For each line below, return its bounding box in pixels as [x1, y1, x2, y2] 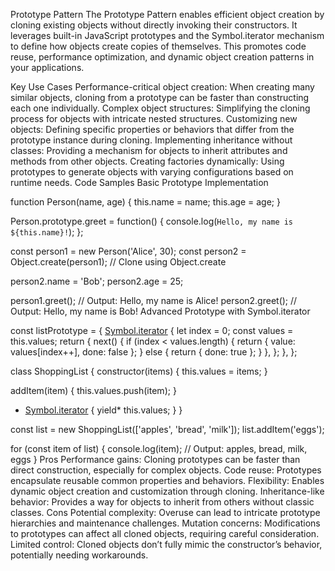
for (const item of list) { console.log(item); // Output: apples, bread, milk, [10, 443, 308, 454]
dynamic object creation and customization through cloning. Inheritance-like [10, 485, 325, 497]
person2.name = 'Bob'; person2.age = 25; [10, 275, 184, 287]
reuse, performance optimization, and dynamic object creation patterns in [10, 51, 315, 63]
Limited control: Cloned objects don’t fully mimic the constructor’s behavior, [10, 539, 323, 550]
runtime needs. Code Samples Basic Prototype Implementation [10, 177, 269, 188]
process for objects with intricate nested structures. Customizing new [10, 113, 298, 124]
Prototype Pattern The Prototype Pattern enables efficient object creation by [10, 9, 325, 20]
